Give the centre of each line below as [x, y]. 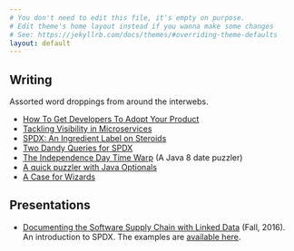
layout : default [40, 43]
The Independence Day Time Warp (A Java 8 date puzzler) [132, 158]
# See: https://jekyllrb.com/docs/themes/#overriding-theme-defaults [144, 34]
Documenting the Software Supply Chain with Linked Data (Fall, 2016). [154, 227]
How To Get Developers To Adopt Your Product [111, 120]
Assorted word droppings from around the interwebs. [109, 101]
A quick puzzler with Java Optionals [89, 168]
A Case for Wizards [59, 177]
